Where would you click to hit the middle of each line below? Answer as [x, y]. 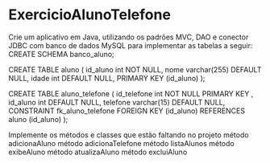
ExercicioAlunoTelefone [90, 15]
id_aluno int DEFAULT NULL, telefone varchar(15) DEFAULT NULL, [117, 102]
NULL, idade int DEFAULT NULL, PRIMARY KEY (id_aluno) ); [107, 78]
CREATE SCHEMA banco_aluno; [61, 54]
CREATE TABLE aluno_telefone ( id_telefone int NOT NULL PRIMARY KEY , [131, 93]
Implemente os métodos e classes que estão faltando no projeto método [129, 135]
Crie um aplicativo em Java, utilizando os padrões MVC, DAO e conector [129, 37]
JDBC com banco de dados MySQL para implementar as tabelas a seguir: [131, 45]
